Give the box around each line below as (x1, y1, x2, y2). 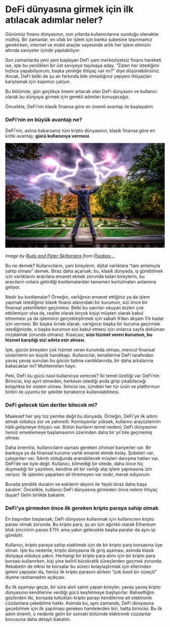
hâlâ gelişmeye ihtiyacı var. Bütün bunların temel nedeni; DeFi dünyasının (5, 424, 157, 430)
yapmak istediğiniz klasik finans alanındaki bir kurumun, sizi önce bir (5, 300, 148, 306)
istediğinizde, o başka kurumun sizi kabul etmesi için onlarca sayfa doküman (5, 326, 165, 332)
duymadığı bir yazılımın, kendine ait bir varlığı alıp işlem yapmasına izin (5, 466, 152, 472)
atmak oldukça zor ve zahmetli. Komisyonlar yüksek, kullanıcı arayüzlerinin (5, 419, 161, 425)
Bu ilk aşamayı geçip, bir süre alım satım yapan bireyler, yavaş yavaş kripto (5, 584, 161, 590)
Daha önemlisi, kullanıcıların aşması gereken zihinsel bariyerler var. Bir (5, 444, 152, 450)
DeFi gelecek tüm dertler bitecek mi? (5, 401, 98, 408)
